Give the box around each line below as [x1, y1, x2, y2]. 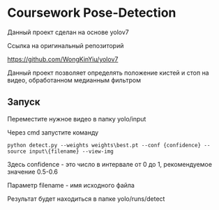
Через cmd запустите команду [7, 128, 99, 137]
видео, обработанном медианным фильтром [7, 75, 142, 84]
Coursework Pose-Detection [7, 5, 176, 21]
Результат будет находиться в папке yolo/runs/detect [7, 194, 165, 203]
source [7, 148, 27, 155]
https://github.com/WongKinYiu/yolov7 [7, 54, 119, 63]
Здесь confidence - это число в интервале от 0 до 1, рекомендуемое [7, 160, 213, 168]
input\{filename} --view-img [29, 148, 114, 155]
